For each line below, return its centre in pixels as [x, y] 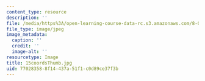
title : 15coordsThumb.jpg [39, 63]
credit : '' [26, 46]
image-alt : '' [30, 52]
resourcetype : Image [33, 57]
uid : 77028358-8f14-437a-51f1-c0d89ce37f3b [63, 69]
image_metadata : [27, 35]
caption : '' [27, 40]
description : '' [27, 18]
